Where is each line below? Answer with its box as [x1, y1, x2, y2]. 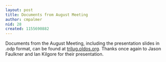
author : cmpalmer [5, 17, 43, 22]
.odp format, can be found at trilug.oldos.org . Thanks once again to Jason [5, 46, 161, 52]
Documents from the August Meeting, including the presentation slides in [5, 40, 160, 46]
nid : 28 [5, 21, 22, 27]
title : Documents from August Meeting [5, 12, 88, 17]
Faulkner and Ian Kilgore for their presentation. [5, 51, 104, 57]
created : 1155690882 [5, 26, 50, 32]
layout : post [5, 7, 33, 13]
